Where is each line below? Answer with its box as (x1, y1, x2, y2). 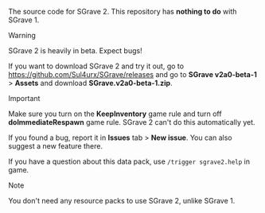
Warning (8, 31, 36, 40)
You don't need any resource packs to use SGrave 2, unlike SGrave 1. (8, 196, 236, 205)
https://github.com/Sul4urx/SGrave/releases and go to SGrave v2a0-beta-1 (8, 70, 257, 79)
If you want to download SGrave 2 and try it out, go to (8, 61, 185, 71)
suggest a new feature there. (8, 141, 103, 150)
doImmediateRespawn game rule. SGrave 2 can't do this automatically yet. (8, 118, 256, 126)
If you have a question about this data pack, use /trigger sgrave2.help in (8, 157, 251, 166)
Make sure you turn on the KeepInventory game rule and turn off (8, 109, 222, 118)
